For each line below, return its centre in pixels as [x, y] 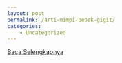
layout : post [26, 13]
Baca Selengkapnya [35, 52]
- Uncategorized [43, 33]
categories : [24, 26]
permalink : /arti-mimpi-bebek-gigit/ [61, 20]
